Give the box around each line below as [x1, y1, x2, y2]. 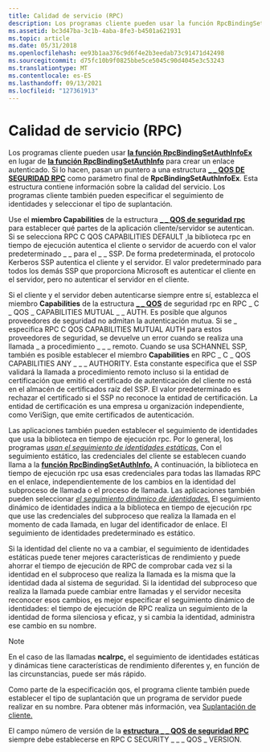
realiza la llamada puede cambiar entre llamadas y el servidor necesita [8, 587, 242, 597]
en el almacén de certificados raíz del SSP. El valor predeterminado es [8, 384, 241, 395]
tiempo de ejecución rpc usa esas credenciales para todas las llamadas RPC [8, 469, 261, 478]
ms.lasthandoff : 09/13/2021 [8, 79, 103, 87]
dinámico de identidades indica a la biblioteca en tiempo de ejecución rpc [8, 502, 252, 512]
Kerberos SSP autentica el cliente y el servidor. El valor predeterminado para [8, 258, 262, 267]
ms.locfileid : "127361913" [8, 86, 99, 95]
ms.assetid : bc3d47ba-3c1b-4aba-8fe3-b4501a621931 [8, 27, 182, 35]
